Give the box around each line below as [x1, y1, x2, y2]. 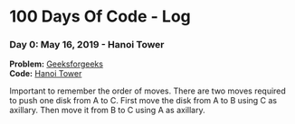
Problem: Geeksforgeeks [9, 58, 104, 69]
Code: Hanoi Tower [9, 68, 82, 79]
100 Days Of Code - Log [9, 6, 192, 27]
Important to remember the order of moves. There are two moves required [9, 85, 287, 96]
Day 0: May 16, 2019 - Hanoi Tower [9, 39, 165, 51]
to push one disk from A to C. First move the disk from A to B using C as [9, 95, 278, 106]
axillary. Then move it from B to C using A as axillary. [9, 105, 205, 116]
